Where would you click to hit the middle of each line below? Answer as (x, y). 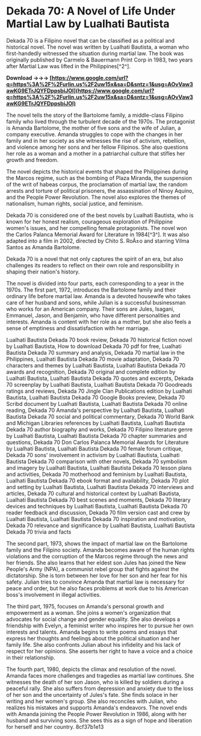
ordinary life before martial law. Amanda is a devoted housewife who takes (98, 296)
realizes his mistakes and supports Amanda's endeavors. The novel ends (97, 707)
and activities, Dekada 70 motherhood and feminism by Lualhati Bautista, (97, 474)
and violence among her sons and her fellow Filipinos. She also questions (97, 147)
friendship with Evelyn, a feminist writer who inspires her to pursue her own (100, 625)
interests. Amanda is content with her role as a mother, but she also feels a (99, 322)
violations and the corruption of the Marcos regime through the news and (97, 556)
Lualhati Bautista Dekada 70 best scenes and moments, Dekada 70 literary (98, 500)
